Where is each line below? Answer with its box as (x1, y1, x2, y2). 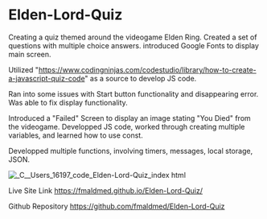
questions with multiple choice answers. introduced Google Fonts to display (8, 40, 260, 50)
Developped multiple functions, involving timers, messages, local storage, (8, 146, 253, 155)
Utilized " (8, 64, 39, 74)
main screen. (8, 49, 51, 59)
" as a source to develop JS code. (84, 73, 197, 83)
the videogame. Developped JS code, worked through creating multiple (8, 122, 245, 131)
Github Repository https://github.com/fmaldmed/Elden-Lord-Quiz (8, 201, 225, 211)
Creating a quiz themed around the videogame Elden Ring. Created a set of (8, 32, 257, 42)
